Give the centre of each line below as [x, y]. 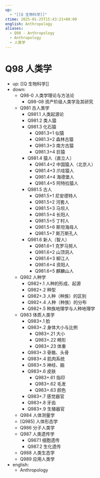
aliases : [14, 29]
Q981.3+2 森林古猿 [54, 139]
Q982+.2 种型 [41, 289]
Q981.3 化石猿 [42, 126]
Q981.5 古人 [40, 189]
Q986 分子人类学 [37, 427]
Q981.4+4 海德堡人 [54, 177]
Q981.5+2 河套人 [52, 202]
